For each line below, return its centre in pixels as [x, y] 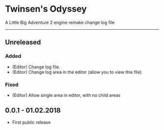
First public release [31, 122]
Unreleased [23, 42]
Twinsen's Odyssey [46, 9]
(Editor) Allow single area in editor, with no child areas [66, 95]
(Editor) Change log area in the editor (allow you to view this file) [77, 72]
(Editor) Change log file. [36, 67]
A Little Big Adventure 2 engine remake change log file [60, 22]
